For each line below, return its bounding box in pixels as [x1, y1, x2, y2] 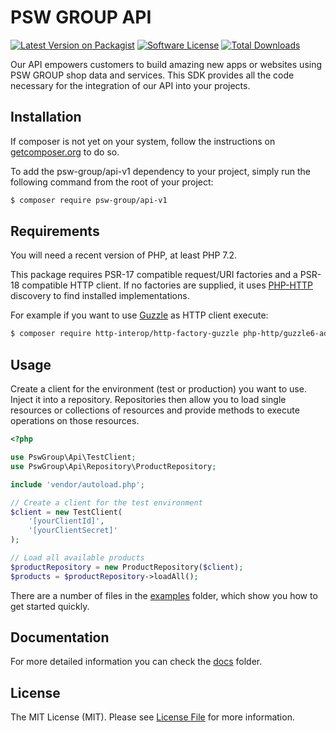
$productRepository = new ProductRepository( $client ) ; [10, 562, 244, 572]
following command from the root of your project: [10, 176, 214, 188]
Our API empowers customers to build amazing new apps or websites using [10, 58, 323, 70]
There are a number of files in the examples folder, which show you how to [10, 589, 318, 601]
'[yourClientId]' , [28, 516, 105, 526]
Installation [10, 109, 82, 126]
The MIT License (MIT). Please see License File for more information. [10, 711, 295, 723]
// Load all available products [10, 553, 145, 563]
